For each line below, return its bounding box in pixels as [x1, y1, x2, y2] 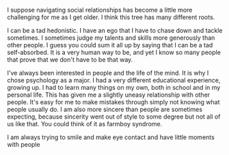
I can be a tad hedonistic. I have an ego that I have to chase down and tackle [7, 27, 223, 34]
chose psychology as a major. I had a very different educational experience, [7, 76, 221, 84]
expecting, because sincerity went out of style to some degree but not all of [7, 112, 221, 121]
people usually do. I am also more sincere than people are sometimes [7, 106, 203, 113]
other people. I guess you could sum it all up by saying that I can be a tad [7, 41, 213, 49]
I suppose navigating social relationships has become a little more [7, 6, 193, 14]
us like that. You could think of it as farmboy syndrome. [7, 120, 163, 128]
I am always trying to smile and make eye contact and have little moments [7, 133, 215, 141]
